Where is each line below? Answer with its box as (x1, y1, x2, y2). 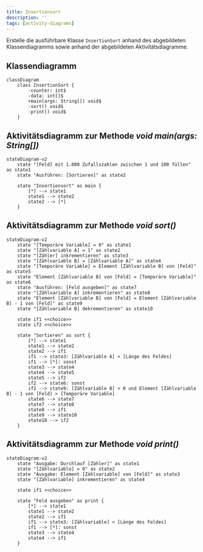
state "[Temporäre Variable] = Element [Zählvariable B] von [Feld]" (17, 263, 197, 269)
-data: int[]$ (28, 93, 64, 99)
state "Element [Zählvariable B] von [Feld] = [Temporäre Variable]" (17, 274, 197, 280)
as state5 (6, 268, 32, 274)
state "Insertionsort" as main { (17, 183, 102, 189)
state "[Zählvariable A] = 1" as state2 (17, 247, 121, 253)
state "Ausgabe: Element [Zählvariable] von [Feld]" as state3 (17, 471, 181, 477)
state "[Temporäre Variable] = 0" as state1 (17, 242, 131, 248)
